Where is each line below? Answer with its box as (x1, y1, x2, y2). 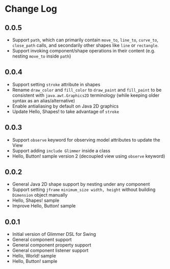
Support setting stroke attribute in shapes (12, 81, 101, 87)
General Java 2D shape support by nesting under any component (12, 181, 150, 187)
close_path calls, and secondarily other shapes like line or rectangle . (12, 42, 159, 48)
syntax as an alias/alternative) (12, 97, 75, 103)
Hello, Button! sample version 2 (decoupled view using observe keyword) (12, 153, 165, 159)
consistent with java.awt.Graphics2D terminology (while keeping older (12, 92, 160, 98)
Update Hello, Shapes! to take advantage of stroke (12, 108, 119, 115)
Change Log (5, 3, 57, 15)
